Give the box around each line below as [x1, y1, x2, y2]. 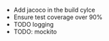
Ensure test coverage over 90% [13, 13, 103, 21]
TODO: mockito [13, 27, 57, 36]
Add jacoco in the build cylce [13, 6, 95, 14]
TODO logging [13, 20, 54, 28]
